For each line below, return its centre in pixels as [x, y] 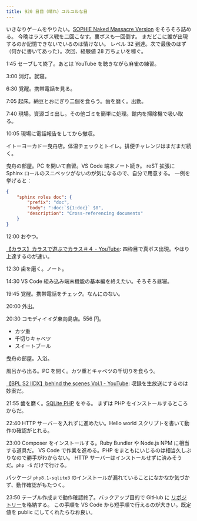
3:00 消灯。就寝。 [28, 76]
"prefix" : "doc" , [48, 203]
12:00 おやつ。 [24, 236]
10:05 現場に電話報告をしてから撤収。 [52, 133]
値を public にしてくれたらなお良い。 [51, 512]
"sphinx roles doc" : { [44, 197]
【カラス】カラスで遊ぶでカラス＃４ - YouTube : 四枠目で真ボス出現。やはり [98, 249]
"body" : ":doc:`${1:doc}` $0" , [66, 208]
